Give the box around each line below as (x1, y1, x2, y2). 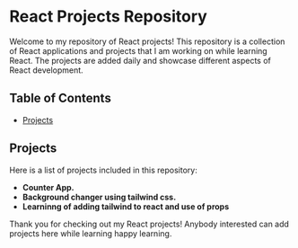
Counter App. (22, 182, 74, 192)
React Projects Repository (9, 6, 208, 27)
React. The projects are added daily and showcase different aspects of (9, 55, 272, 66)
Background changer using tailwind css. (22, 191, 177, 202)
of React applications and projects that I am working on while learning (9, 45, 267, 56)
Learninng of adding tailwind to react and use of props (22, 200, 230, 212)
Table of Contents (9, 91, 112, 106)
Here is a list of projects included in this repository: (9, 164, 197, 175)
